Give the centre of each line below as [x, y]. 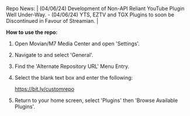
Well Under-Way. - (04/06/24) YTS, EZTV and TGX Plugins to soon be [90, 15]
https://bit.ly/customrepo [44, 89]
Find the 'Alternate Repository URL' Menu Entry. [72, 66]
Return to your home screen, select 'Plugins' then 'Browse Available [96, 100]
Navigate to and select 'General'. [54, 55]
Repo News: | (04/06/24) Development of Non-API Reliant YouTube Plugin [95, 8]
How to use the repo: [32, 32]
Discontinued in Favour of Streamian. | [52, 21]
